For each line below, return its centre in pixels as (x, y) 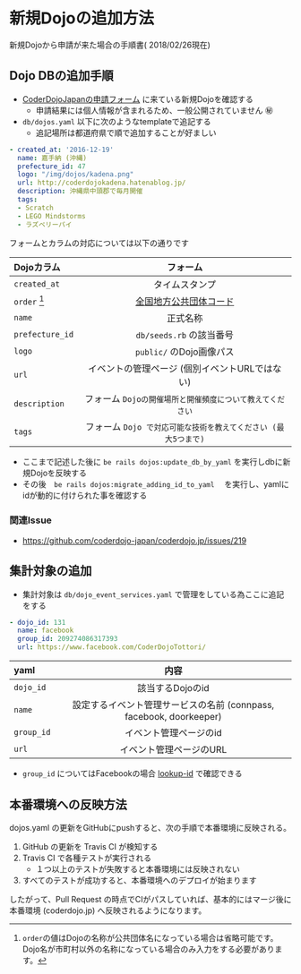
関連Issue (30, 520)
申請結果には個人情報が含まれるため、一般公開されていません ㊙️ (154, 110)
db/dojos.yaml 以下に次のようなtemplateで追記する (117, 121)
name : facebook (46, 631)
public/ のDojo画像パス (185, 352)
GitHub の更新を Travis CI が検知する (90, 846)
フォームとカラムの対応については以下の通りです (99, 243)
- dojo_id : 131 (38, 622)
